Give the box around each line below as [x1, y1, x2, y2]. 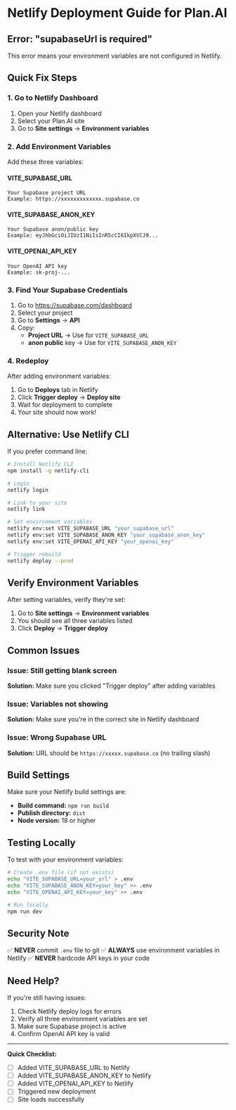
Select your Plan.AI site [17, 116, 85, 125]
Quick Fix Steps [7, 72, 77, 84]
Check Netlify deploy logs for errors [17, 1007, 122, 1016]
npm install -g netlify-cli [7, 467, 90, 474]
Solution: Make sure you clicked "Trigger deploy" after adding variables [7, 681, 216, 690]
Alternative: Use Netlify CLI [7, 428, 130, 441]
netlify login [7, 486, 49, 493]
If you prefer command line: [7, 447, 88, 455]
